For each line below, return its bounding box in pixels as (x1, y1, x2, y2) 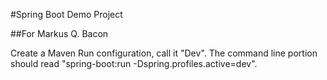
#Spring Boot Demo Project (10, 9, 123, 20)
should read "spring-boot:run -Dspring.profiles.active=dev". (10, 58, 258, 69)
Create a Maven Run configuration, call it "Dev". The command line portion (10, 47, 318, 59)
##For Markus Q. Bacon (10, 28, 109, 39)
